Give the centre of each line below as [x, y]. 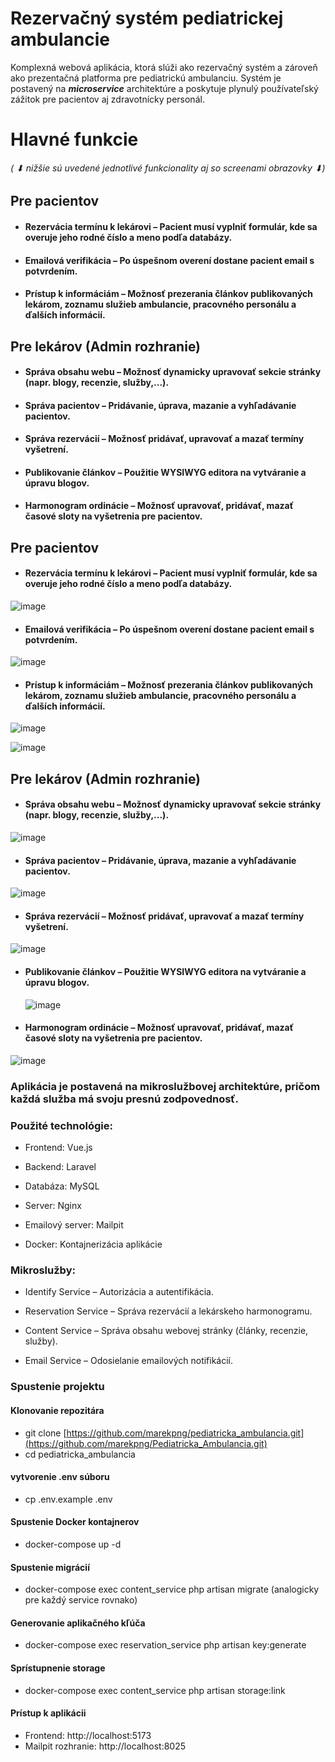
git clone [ [45, 1433]
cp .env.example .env [68, 1499]
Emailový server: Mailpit [74, 1225]
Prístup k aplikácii [48, 1713]
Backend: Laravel [60, 1167]
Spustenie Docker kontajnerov [75, 1522]
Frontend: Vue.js [58, 1148]
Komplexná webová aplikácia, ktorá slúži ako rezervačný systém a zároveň [164, 67]
